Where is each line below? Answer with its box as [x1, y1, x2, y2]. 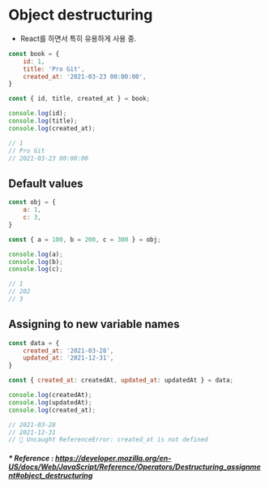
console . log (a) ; [8, 250, 63, 258]
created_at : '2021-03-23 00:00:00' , [23, 72, 147, 80]
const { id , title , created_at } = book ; [8, 95, 151, 103]
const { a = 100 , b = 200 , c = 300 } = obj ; [8, 235, 161, 244]
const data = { [8, 339, 60, 347]
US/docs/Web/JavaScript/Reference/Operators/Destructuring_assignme [8, 461, 261, 472]
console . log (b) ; [8, 257, 63, 266]
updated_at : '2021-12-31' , [23, 354, 114, 362]
